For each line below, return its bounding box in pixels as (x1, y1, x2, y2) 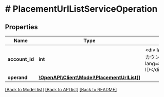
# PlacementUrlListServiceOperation (5, 3, 158, 15)
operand (7, 74, 28, 81)
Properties (5, 23, 38, 31)
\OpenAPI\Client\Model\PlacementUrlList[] (39, 74, 141, 81)
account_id (7, 56, 34, 62)
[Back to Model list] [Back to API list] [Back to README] (5, 87, 117, 92)
